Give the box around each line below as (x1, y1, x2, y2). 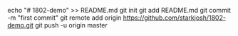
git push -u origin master (34, 21, 108, 29)
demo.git (7, 21, 33, 29)
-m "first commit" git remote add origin (7, 13, 122, 22)
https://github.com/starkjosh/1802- (123, 13, 227, 22)
